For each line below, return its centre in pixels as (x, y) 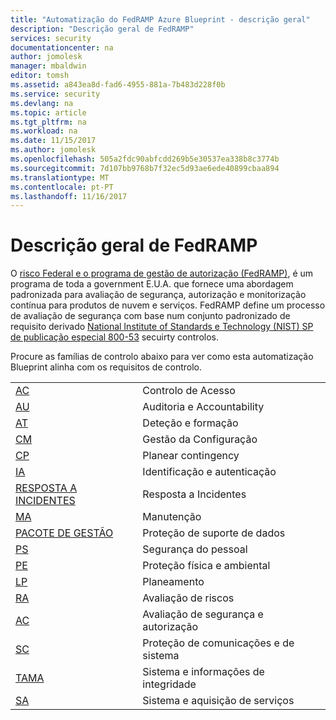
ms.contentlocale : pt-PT (62, 187)
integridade (169, 684)
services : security (51, 38)
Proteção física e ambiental (206, 566)
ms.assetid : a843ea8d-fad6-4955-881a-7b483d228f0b (118, 85)
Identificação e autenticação (209, 472)
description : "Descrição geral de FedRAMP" (102, 29)
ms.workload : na (44, 131)
